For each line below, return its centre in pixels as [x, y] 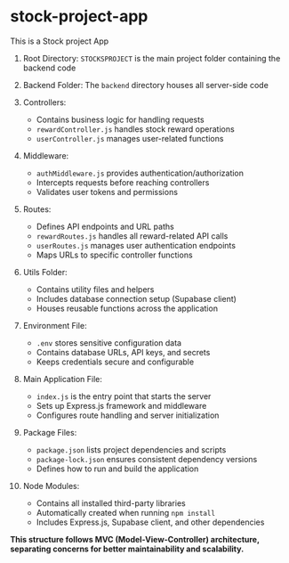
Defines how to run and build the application [117, 469]
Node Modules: [51, 485]
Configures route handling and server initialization [128, 415]
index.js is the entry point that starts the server [124, 396]
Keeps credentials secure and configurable [115, 362]
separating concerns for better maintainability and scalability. [127, 549]
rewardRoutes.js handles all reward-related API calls [132, 236]
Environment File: [55, 325]
